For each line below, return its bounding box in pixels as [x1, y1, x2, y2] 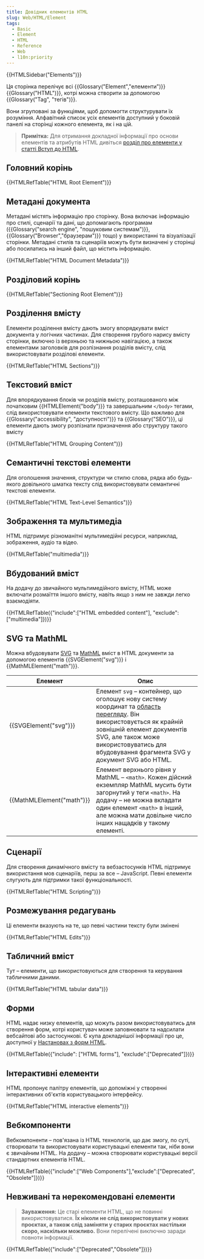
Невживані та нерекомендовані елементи [6, 1191, 175, 1202]
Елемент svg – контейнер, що [96, 687, 182, 695]
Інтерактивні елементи [6, 1068, 99, 1078]
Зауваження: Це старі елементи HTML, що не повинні [21, 1208, 163, 1215]
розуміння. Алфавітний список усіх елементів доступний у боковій [6, 114, 180, 121]
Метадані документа [6, 196, 91, 207]
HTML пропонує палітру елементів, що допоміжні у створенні [6, 1084, 167, 1092]
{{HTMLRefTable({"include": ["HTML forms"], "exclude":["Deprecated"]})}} [6, 1051, 195, 1058]
